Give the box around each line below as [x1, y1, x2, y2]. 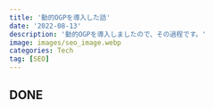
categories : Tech [9, 46, 74, 55]
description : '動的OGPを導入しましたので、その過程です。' [9, 29, 207, 38]
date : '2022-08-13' [9, 21, 82, 30]
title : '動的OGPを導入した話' [9, 13, 111, 22]
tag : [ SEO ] [9, 54, 50, 63]
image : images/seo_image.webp [9, 38, 122, 47]
